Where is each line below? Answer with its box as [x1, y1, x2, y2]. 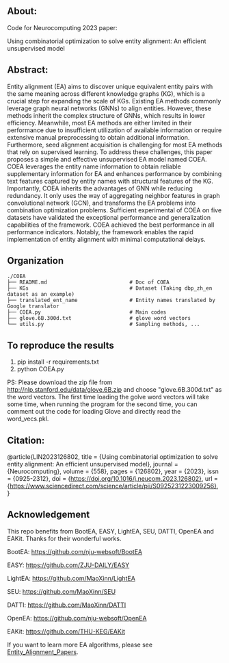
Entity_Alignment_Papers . [7, 647, 79, 656]
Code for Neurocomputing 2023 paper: [7, 23, 118, 32]
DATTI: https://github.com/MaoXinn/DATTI [7, 601, 126, 609]
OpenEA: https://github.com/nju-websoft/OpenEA [7, 614, 147, 622]
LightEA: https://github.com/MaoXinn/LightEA [7, 574, 135, 582]
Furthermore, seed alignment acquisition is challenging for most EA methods [7, 140, 223, 149]
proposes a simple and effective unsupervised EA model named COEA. [7, 155, 207, 163]
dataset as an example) [7, 291, 75, 298]
